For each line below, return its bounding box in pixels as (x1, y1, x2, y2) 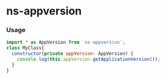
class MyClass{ (6, 45, 45, 51)
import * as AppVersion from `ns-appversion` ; (6, 39, 126, 46)
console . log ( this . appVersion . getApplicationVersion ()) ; (17, 56, 161, 63)
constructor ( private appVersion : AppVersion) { (11, 51, 134, 57)
